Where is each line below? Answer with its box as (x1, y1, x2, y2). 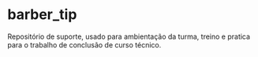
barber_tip (7, 6, 77, 24)
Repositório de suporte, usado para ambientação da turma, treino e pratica (7, 32, 250, 41)
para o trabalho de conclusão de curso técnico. (7, 40, 162, 49)
